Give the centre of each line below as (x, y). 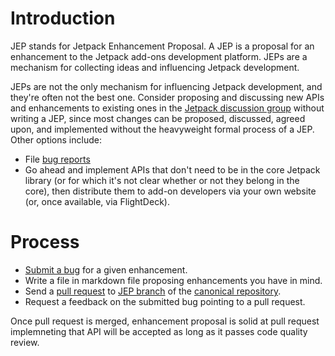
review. (25, 342)
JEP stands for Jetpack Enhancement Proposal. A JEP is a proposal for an (162, 46)
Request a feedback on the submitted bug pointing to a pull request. (165, 301)
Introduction (63, 18)
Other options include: (56, 139)
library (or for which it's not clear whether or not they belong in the (162, 180)
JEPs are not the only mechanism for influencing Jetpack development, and (166, 86)
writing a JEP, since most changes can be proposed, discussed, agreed (158, 118)
